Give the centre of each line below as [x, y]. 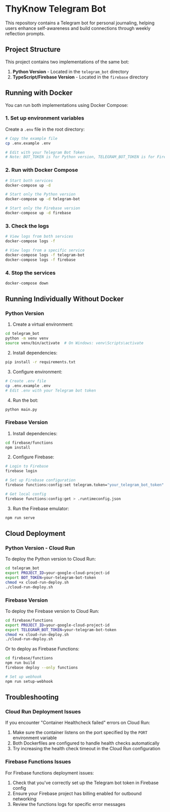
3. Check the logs [27, 226]
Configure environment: [37, 372]
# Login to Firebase [27, 467]
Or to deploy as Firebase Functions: [42, 649]
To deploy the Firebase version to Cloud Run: [52, 611]
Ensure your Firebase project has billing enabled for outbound [77, 793]
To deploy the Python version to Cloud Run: [51, 559]
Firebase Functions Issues [38, 762]
